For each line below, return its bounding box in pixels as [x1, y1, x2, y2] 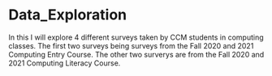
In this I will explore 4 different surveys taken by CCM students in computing [8, 32, 264, 42]
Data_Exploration [8, 6, 127, 24]
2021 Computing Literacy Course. [8, 58, 121, 68]
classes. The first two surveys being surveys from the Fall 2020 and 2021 [8, 40, 254, 50]
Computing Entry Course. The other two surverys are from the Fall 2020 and [8, 49, 265, 59]
